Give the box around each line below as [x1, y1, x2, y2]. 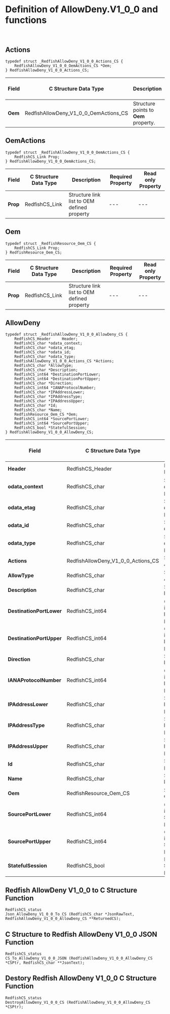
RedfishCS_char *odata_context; [14, 341, 82, 346]
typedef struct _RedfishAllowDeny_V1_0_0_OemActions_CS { [5, 150, 130, 155]
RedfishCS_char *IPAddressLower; [14, 390, 85, 395]
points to [133, 107, 154, 113]
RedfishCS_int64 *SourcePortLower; [14, 417, 90, 422]
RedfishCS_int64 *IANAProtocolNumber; [14, 385, 96, 391]
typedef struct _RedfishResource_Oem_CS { [5, 241, 96, 246]
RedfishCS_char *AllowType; [14, 363, 73, 368]
